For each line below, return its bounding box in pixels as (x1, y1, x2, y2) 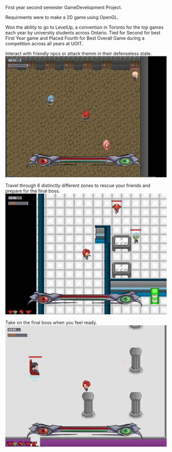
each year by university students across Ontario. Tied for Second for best (5, 30, 161, 35)
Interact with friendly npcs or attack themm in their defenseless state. (5, 51, 152, 56)
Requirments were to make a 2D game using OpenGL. (5, 14, 119, 20)
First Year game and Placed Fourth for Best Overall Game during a (5, 35, 145, 41)
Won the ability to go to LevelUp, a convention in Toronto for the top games (5, 24, 164, 30)
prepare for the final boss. (5, 188, 60, 194)
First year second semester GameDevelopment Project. (5, 5, 122, 10)
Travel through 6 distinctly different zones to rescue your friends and (5, 182, 151, 189)
